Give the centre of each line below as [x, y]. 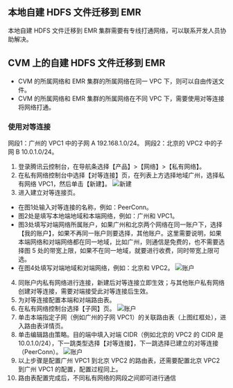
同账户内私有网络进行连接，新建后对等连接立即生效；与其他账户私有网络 [121, 282]
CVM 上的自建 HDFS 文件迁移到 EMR [87, 63]
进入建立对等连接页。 [48, 192]
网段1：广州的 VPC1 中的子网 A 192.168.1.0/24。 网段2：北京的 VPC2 [105, 143]
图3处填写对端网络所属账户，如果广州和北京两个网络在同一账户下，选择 [120, 224]
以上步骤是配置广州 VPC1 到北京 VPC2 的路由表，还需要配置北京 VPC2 [119, 360]
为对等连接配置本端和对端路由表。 [67, 299]
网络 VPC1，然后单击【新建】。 [68, 184]
